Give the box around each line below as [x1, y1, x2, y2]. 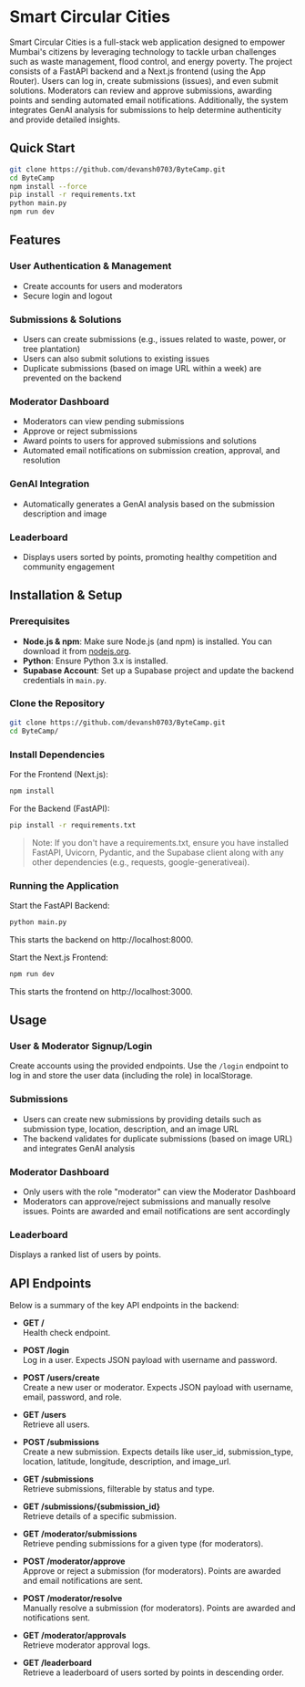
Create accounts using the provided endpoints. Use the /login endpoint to [9, 1060, 289, 1071]
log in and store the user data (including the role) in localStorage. [9, 1070, 253, 1081]
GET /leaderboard [22, 1658, 93, 1669]
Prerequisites [9, 615, 70, 628]
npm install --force [9, 182, 88, 191]
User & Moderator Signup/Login [9, 1040, 153, 1053]
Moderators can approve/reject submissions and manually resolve [22, 1195, 271, 1206]
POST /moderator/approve [22, 1556, 126, 1567]
